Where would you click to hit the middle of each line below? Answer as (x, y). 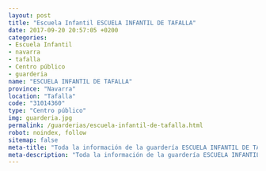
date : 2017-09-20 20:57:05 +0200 (63, 30)
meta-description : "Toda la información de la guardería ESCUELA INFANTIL (134, 154)
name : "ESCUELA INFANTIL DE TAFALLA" (70, 81)
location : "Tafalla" (42, 96)
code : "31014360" (37, 103)
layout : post (30, 15)
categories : (28, 37)
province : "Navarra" (42, 89)
